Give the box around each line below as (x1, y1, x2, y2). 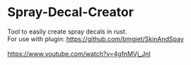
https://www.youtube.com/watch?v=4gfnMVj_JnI (7, 50, 151, 58)
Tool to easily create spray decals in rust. (7, 27, 127, 36)
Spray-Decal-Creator (7, 4, 134, 20)
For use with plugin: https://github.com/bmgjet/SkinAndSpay (7, 34, 184, 43)
